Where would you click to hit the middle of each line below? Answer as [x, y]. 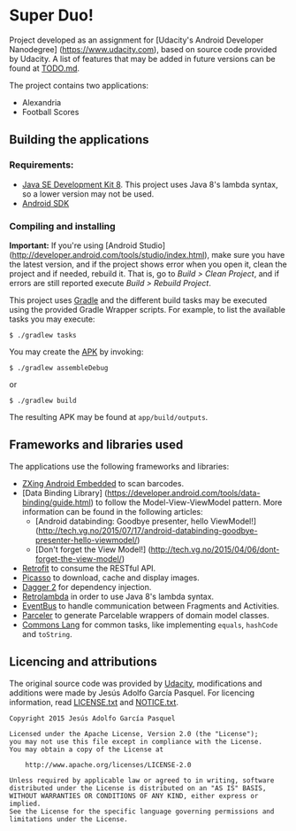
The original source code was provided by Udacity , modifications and [136, 683]
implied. [25, 804]
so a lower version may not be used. [88, 194]
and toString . [47, 633]
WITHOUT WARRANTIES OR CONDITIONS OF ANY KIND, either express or [134, 796]
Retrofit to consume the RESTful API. [89, 568]
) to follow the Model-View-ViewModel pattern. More [186, 502]
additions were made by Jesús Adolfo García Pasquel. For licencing [132, 693]
